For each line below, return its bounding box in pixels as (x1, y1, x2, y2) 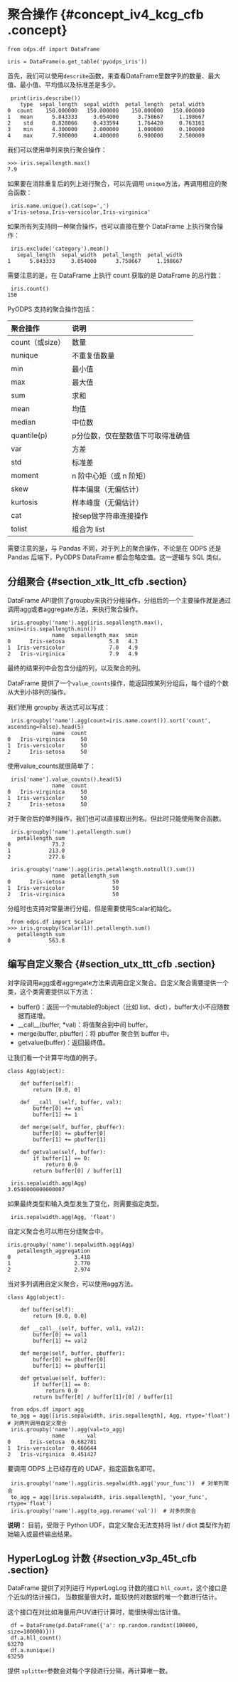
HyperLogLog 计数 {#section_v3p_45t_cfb (7, 1552, 198, 1564)
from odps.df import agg (10, 1406, 84, 1413)
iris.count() (10, 285, 50, 292)
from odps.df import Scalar (10, 918, 94, 925)
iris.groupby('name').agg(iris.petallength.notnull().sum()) (10, 866, 195, 873)
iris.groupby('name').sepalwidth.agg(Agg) (7, 1241, 135, 1248)
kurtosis (11, 497, 38, 507)
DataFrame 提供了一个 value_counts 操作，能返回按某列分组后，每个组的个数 (7, 678, 229, 687)
